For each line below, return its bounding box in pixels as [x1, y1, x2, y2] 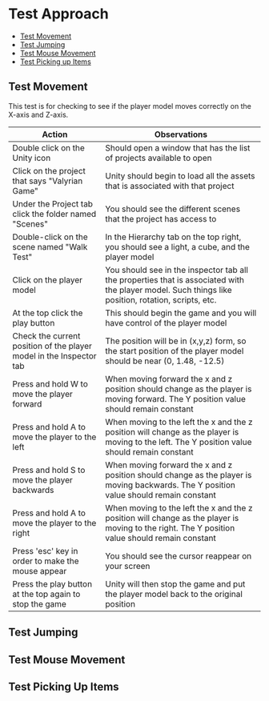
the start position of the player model [105, 345, 244, 356]
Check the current [12, 330, 81, 341]
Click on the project [12, 165, 86, 176]
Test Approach [8, 5, 110, 23]
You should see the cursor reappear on [105, 550, 252, 561]
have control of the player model [105, 317, 227, 328]
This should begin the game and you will [105, 307, 257, 318]
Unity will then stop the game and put [105, 578, 246, 589]
